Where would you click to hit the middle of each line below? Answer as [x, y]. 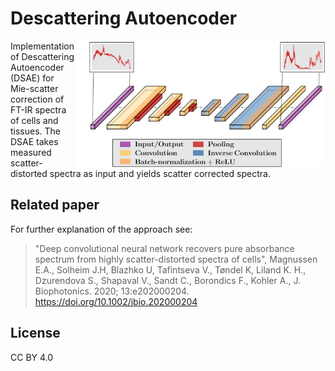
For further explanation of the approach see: [101, 229]
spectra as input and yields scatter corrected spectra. [160, 173]
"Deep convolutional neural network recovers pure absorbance [164, 248]
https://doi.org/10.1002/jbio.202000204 [116, 301]
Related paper [55, 205]
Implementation [42, 46]
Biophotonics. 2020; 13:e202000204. [112, 291]
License [35, 333]
